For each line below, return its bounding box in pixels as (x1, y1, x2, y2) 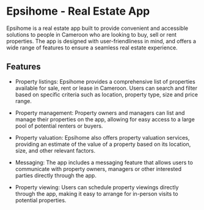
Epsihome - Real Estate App (6, 4, 150, 18)
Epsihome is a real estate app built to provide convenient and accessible (6, 24, 188, 32)
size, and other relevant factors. (15, 147, 96, 154)
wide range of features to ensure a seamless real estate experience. (6, 44, 178, 51)
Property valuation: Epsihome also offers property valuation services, (15, 134, 190, 141)
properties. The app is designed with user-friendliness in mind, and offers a (6, 37, 197, 45)
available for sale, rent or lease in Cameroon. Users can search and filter (15, 84, 198, 92)
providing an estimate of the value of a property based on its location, (15, 140, 191, 148)
